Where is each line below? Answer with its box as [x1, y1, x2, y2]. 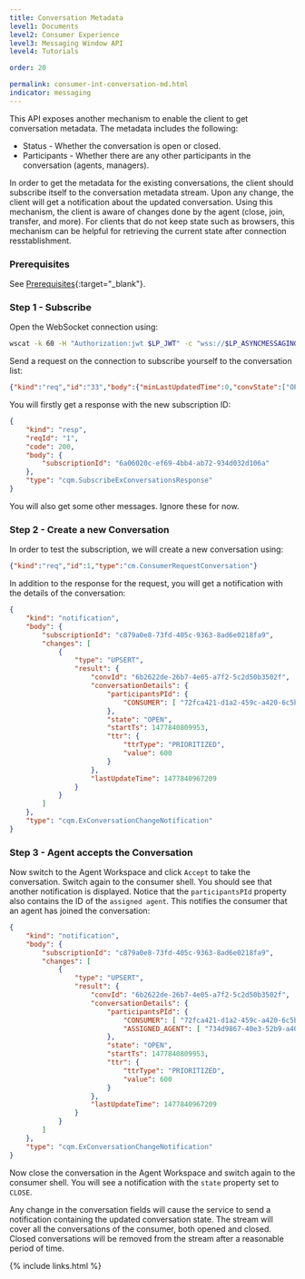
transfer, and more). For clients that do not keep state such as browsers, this [9, 215, 295, 227]
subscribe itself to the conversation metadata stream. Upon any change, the [9, 187, 294, 198]
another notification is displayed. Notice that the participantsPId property [9, 886, 288, 897]
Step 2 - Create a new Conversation [9, 523, 170, 536]
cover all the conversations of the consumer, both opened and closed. [9, 1223, 272, 1235]
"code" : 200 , [25, 442, 75, 451]
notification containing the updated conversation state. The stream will [9, 1214, 274, 1225]
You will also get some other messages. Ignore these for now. [9, 500, 240, 511]
